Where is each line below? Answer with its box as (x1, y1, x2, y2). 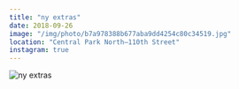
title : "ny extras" (9, 12, 81, 22)
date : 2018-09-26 (9, 21, 73, 30)
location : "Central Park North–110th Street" (9, 37, 180, 47)
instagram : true (9, 46, 69, 55)
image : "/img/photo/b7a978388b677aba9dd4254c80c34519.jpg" (9, 29, 232, 38)
